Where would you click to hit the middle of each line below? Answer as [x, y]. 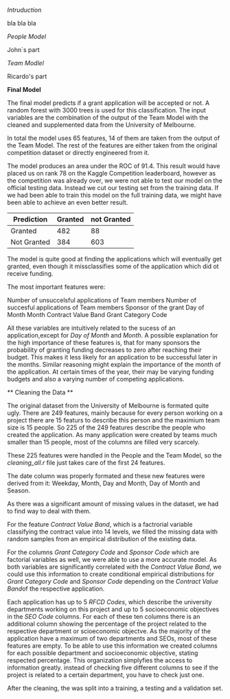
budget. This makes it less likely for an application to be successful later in [112, 357]
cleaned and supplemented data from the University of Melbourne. [102, 125]
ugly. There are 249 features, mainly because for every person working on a [115, 413]
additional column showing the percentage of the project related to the [107, 624]
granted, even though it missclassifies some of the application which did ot [113, 266]
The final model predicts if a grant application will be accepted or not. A [108, 103]
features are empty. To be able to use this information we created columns [112, 645]
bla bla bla [22, 23]
